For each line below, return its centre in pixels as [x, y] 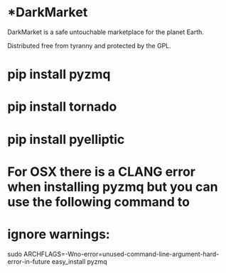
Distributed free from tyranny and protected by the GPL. [90, 45]
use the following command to [99, 202]
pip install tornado [62, 107]
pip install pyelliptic [66, 139]
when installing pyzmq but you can [113, 187]
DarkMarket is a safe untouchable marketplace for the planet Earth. [106, 32]
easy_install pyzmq [79, 261]
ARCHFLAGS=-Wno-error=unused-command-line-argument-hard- [122, 254]
